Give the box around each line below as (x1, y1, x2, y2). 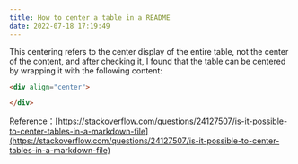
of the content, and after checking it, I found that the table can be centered (9, 56, 286, 66)
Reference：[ (9, 116, 58, 126)
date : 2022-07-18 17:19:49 (9, 22, 110, 30)
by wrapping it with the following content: (9, 65, 163, 76)
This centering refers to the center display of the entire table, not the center (9, 46, 289, 56)
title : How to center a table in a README (9, 13, 171, 22)
